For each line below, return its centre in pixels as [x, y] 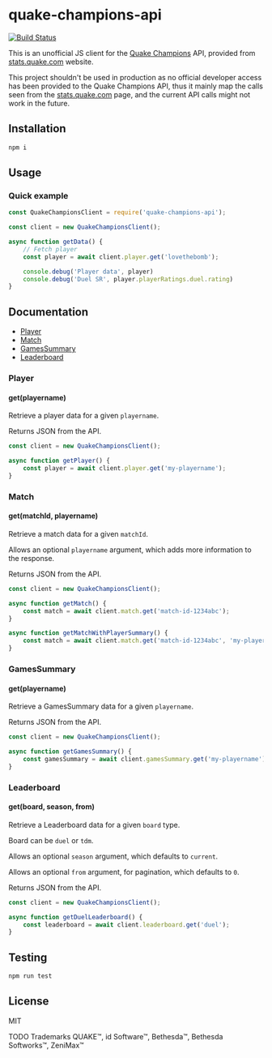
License [29, 1002]
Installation [37, 129]
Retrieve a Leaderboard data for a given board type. [94, 825]
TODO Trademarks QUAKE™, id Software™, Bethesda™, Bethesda [116, 1036]
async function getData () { [56, 242]
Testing [28, 957]
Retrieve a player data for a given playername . [84, 416]
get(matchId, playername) [53, 516]
